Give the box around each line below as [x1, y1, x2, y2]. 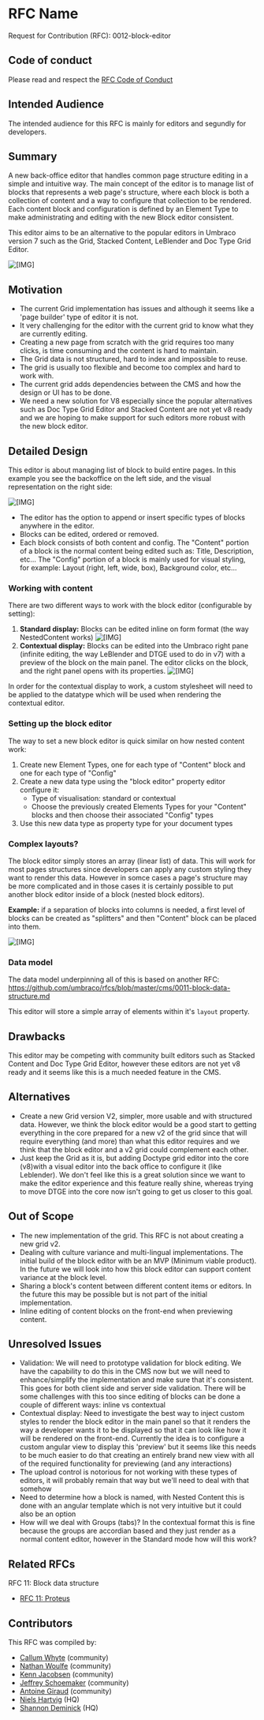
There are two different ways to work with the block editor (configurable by [8, 601, 252, 610]
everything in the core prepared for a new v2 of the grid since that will [19, 1128, 247, 1137]
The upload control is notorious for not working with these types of [19, 1467, 238, 1477]
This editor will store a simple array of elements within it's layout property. [8, 1007, 250, 1016]
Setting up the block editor [8, 718, 113, 729]
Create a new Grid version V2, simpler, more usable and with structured [19, 1111, 252, 1121]
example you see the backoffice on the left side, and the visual [8, 474, 211, 483]
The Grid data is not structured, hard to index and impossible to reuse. [19, 355, 248, 364]
